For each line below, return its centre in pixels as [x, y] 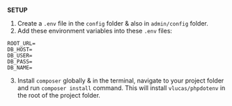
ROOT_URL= [22, 44]
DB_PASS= [20, 62]
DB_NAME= [20, 68]
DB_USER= [20, 55]
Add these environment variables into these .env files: [95, 31]
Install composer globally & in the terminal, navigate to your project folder [121, 80]
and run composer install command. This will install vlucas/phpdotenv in [121, 88]
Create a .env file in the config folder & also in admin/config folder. [113, 23]
